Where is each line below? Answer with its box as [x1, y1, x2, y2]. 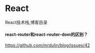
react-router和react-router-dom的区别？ [5, 31, 88, 37]
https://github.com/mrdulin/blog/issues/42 [5, 42, 90, 48]
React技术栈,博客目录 [5, 19, 47, 25]
